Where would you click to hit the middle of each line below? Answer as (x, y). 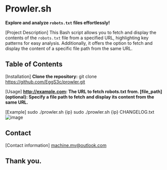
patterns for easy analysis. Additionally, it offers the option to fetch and (79, 43)
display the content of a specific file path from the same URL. (69, 48)
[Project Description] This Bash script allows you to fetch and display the (81, 32)
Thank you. (23, 161)
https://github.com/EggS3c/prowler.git (45, 81)
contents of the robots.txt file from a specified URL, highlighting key (77, 38)
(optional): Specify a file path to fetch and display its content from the (80, 97)
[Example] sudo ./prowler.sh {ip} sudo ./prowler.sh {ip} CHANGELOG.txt (80, 112)
